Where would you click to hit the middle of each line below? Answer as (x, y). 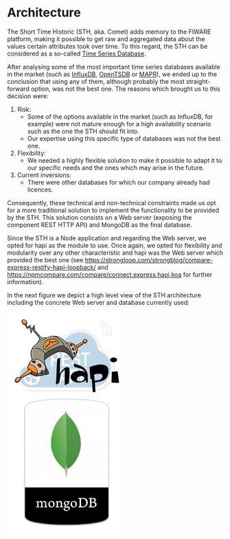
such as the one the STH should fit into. (83, 131)
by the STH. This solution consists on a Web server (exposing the (100, 217)
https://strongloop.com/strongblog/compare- (149, 260)
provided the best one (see (45, 260)
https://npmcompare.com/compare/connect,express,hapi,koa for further (110, 274)
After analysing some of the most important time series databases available (114, 67)
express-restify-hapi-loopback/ (51, 267)
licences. (40, 190)
